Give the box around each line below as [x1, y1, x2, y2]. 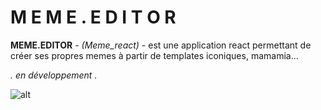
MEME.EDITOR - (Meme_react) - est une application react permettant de [10, 39, 312, 51]
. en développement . [10, 69, 98, 81]
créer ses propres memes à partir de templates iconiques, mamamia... [10, 49, 299, 61]
